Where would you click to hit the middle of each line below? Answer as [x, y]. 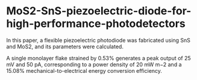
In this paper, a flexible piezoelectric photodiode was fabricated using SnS [98, 40]
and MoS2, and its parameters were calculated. [65, 47]
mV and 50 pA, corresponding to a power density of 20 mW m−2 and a [94, 64]
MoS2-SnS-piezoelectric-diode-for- [99, 11]
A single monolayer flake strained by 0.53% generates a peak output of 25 [98, 58]
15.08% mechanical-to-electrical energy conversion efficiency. [84, 70]
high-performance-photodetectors [96, 24]
